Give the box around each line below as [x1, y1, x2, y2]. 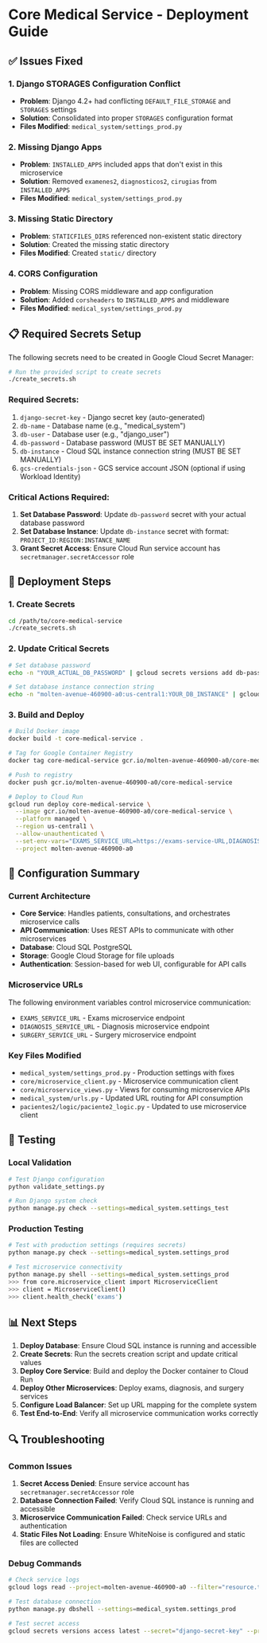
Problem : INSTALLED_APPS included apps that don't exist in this [19, 159, 222, 169]
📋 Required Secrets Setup [8, 327, 141, 341]
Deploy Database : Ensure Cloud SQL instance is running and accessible [19, 1341, 257, 1351]
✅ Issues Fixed [8, 54, 83, 68]
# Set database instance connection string [8, 683, 155, 691]
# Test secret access [8, 1619, 80, 1627]
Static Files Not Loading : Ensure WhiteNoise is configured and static [19, 1530, 246, 1539]
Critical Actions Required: [8, 492, 110, 503]
